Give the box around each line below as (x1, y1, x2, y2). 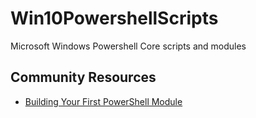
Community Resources (10, 69, 157, 86)
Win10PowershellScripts (10, 7, 219, 30)
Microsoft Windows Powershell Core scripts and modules (10, 40, 247, 52)
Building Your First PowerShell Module (24, 95, 183, 107)
